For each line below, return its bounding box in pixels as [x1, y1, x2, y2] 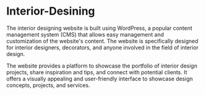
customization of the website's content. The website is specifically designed [6, 37, 198, 44]
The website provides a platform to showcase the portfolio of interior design [6, 62, 198, 69]
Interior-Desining [6, 4, 96, 18]
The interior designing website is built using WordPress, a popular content [6, 24, 193, 32]
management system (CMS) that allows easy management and [6, 30, 164, 38]
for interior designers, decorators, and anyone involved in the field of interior [6, 44, 199, 51]
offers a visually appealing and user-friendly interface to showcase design [6, 75, 193, 82]
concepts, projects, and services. [6, 81, 90, 89]
